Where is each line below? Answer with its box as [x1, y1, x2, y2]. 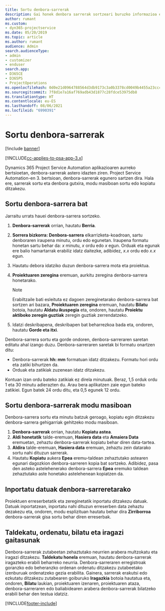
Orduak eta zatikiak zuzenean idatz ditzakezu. [12, 367, 106, 373]
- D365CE [5, 71, 23, 76]
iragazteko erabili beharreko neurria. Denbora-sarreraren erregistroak [5, 560, 146, 566]
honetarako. [12, 277, 37, 283]
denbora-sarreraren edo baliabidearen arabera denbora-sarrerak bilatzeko [5, 586, 156, 592]
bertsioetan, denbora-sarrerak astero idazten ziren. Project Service [5, 170, 141, 175]
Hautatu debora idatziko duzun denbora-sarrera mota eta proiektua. [12, 262, 150, 269]
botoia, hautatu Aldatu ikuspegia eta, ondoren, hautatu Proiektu [12, 306, 143, 313]
